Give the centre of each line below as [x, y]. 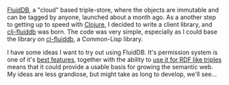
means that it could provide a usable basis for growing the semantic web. [110, 67]
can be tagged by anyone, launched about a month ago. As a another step [112, 17]
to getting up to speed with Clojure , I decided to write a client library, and [110, 24]
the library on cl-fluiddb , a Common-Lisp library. [75, 39]
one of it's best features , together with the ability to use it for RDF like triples [114, 60]
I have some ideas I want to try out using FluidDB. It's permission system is [112, 52]
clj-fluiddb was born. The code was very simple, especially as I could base [112, 32]
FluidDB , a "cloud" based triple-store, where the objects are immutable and [113, 10]
